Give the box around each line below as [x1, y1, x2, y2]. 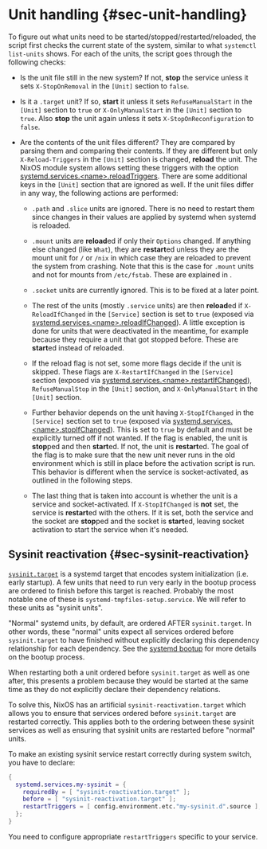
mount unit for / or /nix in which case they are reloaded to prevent [31, 252, 251, 262]
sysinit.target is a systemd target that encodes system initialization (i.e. [8, 569, 249, 578]
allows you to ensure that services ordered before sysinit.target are [8, 708, 237, 718]
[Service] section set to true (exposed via [31, 416, 171, 425]
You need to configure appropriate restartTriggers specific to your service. [8, 831, 258, 841]
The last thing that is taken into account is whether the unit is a [31, 491, 238, 500]
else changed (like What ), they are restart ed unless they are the [31, 245, 239, 254]
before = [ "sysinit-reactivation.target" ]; [22, 795, 177, 804]
